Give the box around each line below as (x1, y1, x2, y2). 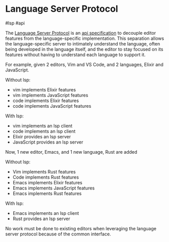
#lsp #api (5, 20, 25, 26)
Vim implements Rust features (12, 168, 76, 175)
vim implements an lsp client (12, 123, 73, 129)
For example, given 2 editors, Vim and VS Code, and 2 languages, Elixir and (5, 61, 164, 67)
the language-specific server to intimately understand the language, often (5, 40, 160, 46)
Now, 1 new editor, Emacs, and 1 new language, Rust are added (5, 149, 137, 155)
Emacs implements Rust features (12, 190, 82, 197)
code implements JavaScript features (12, 103, 92, 109)
